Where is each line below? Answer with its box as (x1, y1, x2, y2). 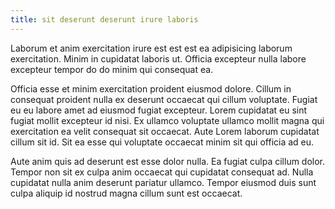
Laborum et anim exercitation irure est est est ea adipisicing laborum (10, 42, 293, 54)
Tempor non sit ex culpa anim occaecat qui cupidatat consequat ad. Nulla (10, 166, 314, 178)
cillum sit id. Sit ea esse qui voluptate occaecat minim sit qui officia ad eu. (10, 136, 315, 148)
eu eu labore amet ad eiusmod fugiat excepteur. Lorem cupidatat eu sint (10, 104, 308, 116)
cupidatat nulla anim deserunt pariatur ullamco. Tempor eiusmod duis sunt (10, 176, 317, 188)
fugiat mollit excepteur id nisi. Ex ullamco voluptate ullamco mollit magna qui (10, 114, 325, 126)
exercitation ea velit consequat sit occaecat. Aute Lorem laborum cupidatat (10, 125, 320, 137)
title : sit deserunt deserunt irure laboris (10, 14, 199, 25)
